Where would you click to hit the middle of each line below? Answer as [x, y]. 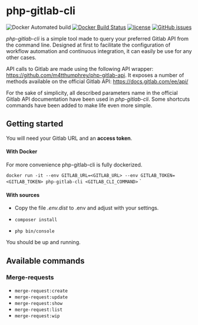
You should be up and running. [43, 242]
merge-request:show [39, 303]
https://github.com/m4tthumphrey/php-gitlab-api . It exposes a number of [95, 75]
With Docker [22, 152]
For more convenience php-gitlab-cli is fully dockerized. [74, 165]
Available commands [45, 261]
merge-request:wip [37, 316]
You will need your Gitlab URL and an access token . [69, 138]
